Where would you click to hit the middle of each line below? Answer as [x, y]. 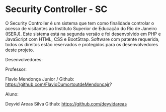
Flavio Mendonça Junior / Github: [40, 79]
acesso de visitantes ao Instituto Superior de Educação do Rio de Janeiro [81, 28]
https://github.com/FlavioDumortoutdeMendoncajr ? [59, 84]
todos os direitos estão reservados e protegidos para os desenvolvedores [82, 44]
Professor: [16, 69]
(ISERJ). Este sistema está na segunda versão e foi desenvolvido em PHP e [83, 34]
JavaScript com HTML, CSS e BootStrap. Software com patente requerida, [82, 39]
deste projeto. [20, 50]
